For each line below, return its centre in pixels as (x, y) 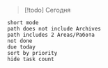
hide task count (31, 59)
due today (22, 47)
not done (20, 41)
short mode (23, 23)
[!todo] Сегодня (47, 10)
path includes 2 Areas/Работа (51, 35)
